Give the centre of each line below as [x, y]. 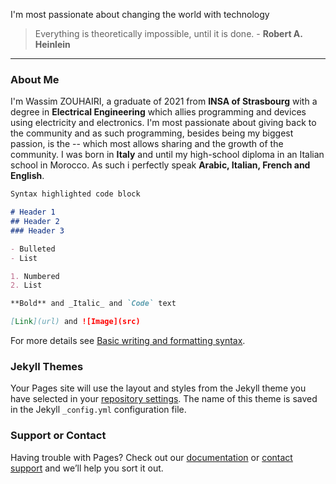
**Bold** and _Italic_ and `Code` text [93, 304]
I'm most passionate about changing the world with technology [140, 14]
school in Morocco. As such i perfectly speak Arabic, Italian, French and [160, 165]
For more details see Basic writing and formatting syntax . [128, 341]
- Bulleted [33, 249]
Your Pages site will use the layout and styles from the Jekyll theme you [158, 388]
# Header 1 [33, 212]
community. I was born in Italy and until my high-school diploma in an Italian [167, 155]
